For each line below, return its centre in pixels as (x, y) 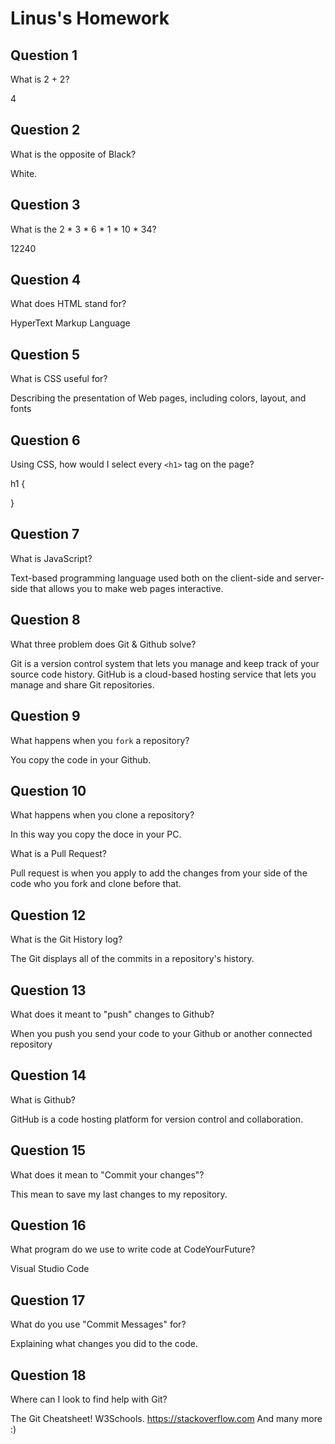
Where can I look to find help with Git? (89, 1399)
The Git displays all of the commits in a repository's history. (132, 959)
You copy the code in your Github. (81, 759)
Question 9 (45, 716)
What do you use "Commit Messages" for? (98, 1324)
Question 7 (45, 534)
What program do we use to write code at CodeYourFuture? (133, 1249)
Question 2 (45, 130)
